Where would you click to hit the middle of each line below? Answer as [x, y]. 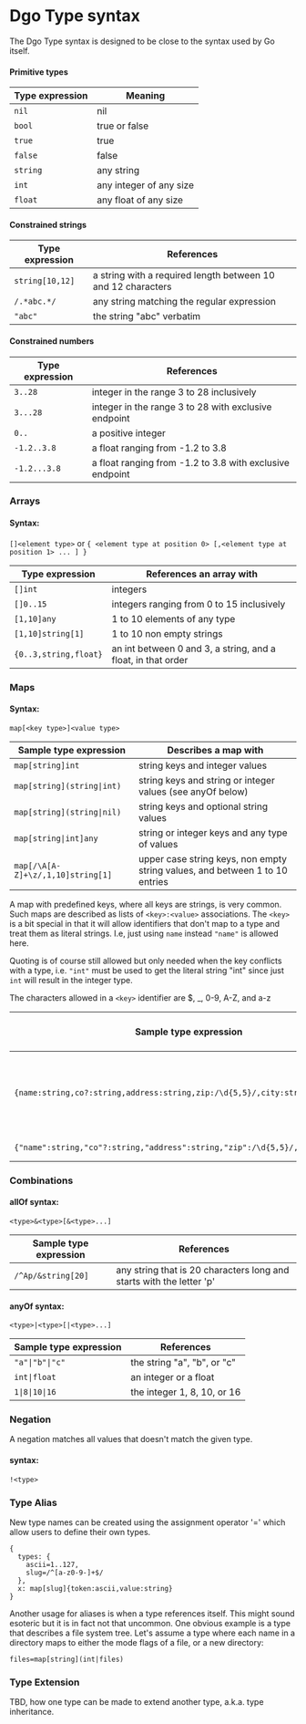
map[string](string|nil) [68, 812]
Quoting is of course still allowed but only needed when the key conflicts [146, 961]
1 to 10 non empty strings [167, 633]
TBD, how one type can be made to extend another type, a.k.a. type [137, 1702]
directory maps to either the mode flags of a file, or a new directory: [137, 1642]
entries [153, 881]
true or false [123, 126]
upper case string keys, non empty [213, 858]
